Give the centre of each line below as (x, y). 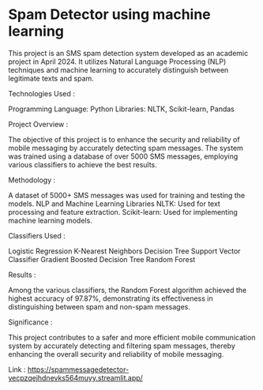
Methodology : (32, 180)
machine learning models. (50, 220)
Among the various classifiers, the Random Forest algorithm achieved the (128, 290)
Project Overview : (38, 124)
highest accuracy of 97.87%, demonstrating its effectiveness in (111, 298)
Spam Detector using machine (109, 15)
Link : (17, 369)
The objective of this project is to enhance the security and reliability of (124, 139)
